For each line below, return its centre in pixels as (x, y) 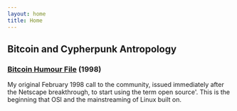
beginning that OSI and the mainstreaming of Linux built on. (95, 100)
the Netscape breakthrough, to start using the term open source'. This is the (119, 92)
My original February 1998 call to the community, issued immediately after (116, 85)
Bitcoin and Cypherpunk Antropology (92, 49)
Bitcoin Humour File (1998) (54, 69)
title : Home (25, 21)
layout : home (27, 14)
